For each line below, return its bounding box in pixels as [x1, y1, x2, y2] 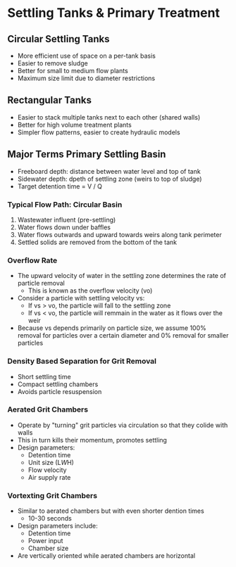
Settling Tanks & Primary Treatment [7, 5, 221, 21]
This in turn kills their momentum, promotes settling [17, 435, 168, 444]
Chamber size [27, 544, 69, 553]
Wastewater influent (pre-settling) [17, 215, 116, 224]
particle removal [17, 279, 65, 288]
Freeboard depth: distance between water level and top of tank [17, 167, 201, 175]
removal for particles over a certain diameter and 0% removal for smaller [17, 331, 229, 340]
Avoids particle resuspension [17, 387, 102, 395]
